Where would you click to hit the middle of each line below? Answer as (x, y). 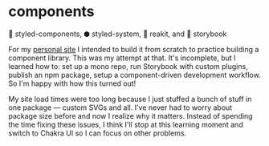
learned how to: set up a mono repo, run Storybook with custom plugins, (128, 66)
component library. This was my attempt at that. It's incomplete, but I (122, 58)
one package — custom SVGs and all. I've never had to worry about (120, 107)
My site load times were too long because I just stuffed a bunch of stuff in (130, 99)
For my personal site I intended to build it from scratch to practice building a (134, 49)
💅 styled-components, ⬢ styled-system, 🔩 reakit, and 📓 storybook (118, 34)
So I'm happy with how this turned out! (72, 83)
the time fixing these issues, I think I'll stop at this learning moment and (126, 124)
